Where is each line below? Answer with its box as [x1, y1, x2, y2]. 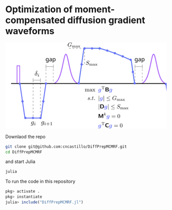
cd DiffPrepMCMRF [5, 149, 42, 154]
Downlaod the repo [5, 133, 46, 139]
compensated [5, 14, 66, 26]
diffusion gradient [67, 14, 145, 26]
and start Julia [5, 158, 36, 165]
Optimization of [5, 4, 73, 15]
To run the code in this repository [5, 178, 76, 184]
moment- [74, 4, 115, 15]
